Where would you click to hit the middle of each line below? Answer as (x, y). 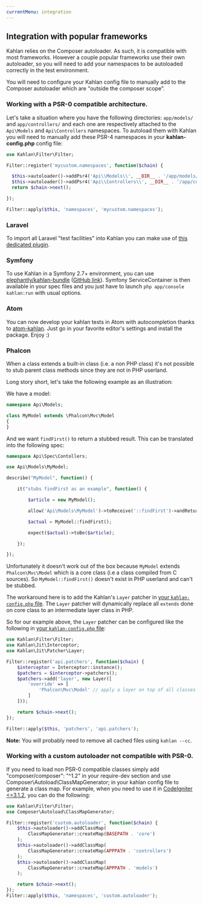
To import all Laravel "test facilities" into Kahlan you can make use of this (97, 238)
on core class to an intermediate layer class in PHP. (70, 610)
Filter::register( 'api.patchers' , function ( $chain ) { (76, 662)
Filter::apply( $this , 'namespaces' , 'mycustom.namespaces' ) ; (85, 209)
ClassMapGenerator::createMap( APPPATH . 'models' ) (93, 868)
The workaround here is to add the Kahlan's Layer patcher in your (88, 597)
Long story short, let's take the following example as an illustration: (90, 382)
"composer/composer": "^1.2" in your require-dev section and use (89, 775)
